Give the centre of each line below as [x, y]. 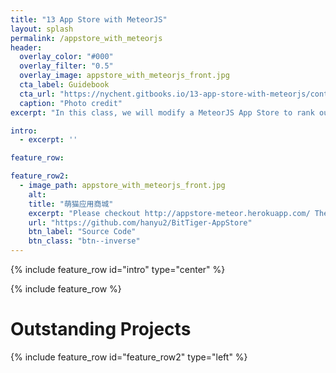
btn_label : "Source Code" [82, 232]
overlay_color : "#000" [66, 57]
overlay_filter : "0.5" [66, 66]
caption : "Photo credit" [71, 103]
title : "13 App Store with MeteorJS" [89, 19]
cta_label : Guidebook [64, 85]
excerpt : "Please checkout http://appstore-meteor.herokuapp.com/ [169, 213]
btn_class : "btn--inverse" [84, 241]
